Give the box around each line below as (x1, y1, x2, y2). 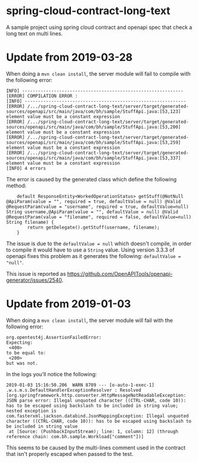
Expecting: (6, 340, 33, 345)
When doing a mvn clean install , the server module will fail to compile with (6, 70, 191, 77)
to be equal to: (6, 350, 46, 356)
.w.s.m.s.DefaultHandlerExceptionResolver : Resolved (6, 387, 142, 393)
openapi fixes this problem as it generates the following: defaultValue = (6, 252, 181, 259)
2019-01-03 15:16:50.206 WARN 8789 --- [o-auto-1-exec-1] (6, 382, 155, 388)
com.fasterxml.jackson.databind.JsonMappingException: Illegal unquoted (6, 413, 189, 419)
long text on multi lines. (6, 30, 63, 37)
